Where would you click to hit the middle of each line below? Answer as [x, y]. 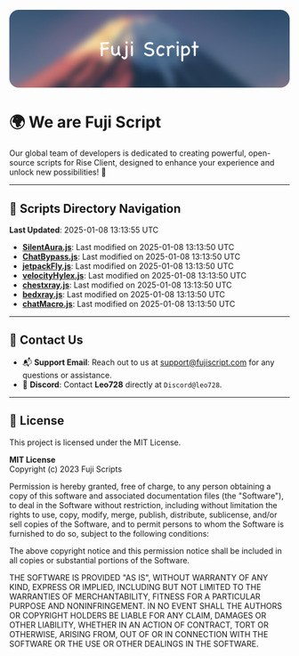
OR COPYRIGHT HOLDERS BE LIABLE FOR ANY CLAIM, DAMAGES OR [138, 615]
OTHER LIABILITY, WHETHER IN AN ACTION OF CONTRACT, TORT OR [139, 625]
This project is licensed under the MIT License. [95, 442]
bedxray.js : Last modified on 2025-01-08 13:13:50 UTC [123, 295]
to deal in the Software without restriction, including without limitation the [143, 505]
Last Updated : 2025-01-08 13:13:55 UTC [84, 230]
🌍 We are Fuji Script [85, 122]
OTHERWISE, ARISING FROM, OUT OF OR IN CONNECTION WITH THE [139, 634]
